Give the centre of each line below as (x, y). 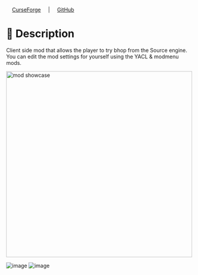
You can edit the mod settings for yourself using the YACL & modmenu (92, 57)
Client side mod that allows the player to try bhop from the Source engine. (97, 50)
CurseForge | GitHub (43, 10)
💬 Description (40, 34)
